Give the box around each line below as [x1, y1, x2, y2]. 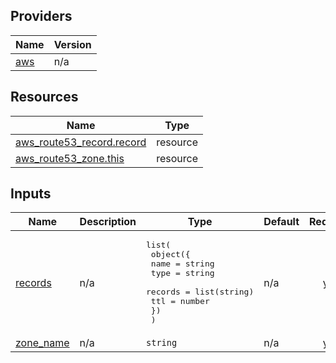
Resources [10, 89, 79, 106]
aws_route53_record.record [15, 135, 147, 149]
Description [79, 215, 137, 229]
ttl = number [150, 296, 210, 307]
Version [53, 37, 92, 51]
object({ [150, 249, 191, 260]
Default [263, 215, 300, 229]
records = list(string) [146, 287, 255, 298]
